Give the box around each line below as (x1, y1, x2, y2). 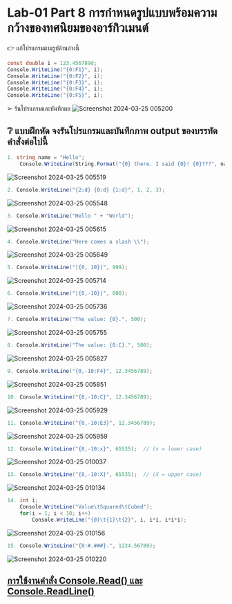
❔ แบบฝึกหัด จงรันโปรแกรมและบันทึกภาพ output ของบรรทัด (7, 125, 218, 136)
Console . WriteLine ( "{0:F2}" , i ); (7, 73, 104, 80)
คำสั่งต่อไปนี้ (7, 136, 48, 147)
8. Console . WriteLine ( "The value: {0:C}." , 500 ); (7, 342, 153, 349)
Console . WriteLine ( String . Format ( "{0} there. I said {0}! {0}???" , (19, 161, 217, 167)
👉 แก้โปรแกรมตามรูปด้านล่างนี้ (7, 44, 79, 52)
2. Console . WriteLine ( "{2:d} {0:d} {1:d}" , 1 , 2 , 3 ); (7, 186, 166, 193)
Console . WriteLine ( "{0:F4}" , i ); (7, 85, 104, 93)
